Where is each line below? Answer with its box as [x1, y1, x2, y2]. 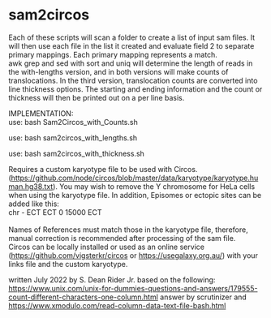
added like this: [8, 199, 59, 208]
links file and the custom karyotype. [8, 259, 128, 269]
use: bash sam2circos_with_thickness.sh [8, 148, 144, 158]
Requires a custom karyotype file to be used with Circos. [8, 164, 198, 174]
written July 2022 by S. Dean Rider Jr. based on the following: [8, 274, 216, 285]
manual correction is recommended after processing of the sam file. [8, 233, 236, 243]
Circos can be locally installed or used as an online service [8, 242, 205, 251]
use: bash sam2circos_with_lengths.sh [8, 132, 138, 143]
